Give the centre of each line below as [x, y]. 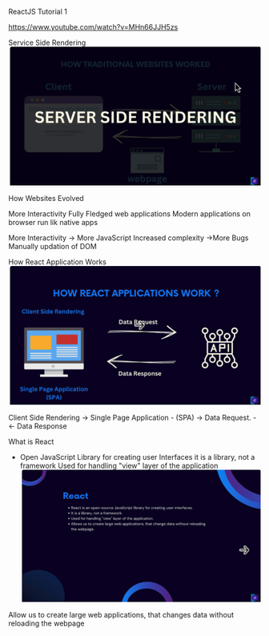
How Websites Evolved [46, 199]
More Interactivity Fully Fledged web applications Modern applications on [129, 214]
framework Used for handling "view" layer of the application [119, 466]
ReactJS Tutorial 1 [38, 12]
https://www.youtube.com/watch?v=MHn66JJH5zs [93, 27]
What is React [31, 442]
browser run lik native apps [53, 223]
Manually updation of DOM [53, 247]
